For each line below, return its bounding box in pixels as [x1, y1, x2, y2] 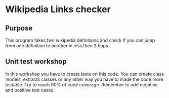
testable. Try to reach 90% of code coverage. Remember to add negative [5, 81, 158, 87]
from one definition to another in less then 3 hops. [5, 43, 110, 49]
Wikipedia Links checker [5, 4, 111, 15]
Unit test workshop [5, 57, 67, 66]
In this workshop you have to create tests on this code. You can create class [5, 71, 164, 77]
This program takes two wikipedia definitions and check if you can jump [5, 37, 155, 43]
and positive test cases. [5, 87, 55, 93]
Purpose [5, 24, 33, 32]
